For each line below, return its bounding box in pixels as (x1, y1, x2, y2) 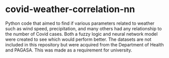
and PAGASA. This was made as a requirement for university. (5, 47, 133, 53)
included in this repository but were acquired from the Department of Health (5, 41, 164, 47)
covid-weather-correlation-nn (5, 4, 135, 15)
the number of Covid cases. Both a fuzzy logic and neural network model (5, 31, 158, 37)
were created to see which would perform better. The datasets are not (5, 36, 152, 42)
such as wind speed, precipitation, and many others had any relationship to (5, 25, 162, 31)
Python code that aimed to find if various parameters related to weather (5, 20, 155, 26)
